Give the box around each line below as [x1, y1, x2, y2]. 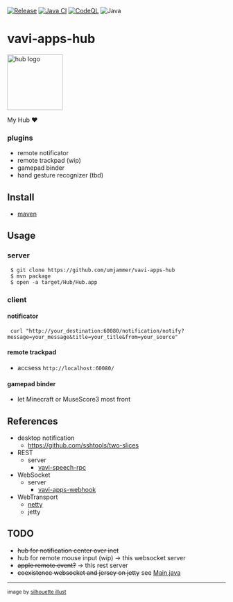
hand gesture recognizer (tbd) [17, 171, 104, 180]
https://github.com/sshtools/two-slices [27, 441, 139, 450]
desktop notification [17, 434, 75, 442]
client [7, 294, 27, 304]
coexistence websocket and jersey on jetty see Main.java [17, 568, 181, 577]
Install [7, 191, 35, 203]
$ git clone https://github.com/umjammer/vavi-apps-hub [10, 267, 175, 274]
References [7, 415, 58, 427]
